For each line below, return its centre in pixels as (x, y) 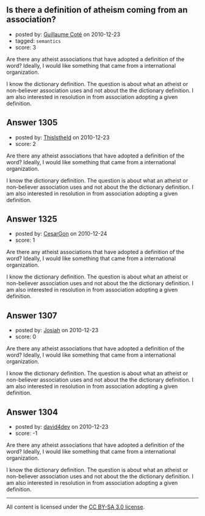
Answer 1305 (32, 122)
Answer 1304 (32, 412)
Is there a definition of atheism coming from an (97, 10)
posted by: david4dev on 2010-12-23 (62, 427)
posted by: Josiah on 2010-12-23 (57, 330)
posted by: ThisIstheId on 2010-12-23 (62, 137)
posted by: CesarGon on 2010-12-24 (61, 234)
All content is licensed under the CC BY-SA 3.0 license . (76, 507)
